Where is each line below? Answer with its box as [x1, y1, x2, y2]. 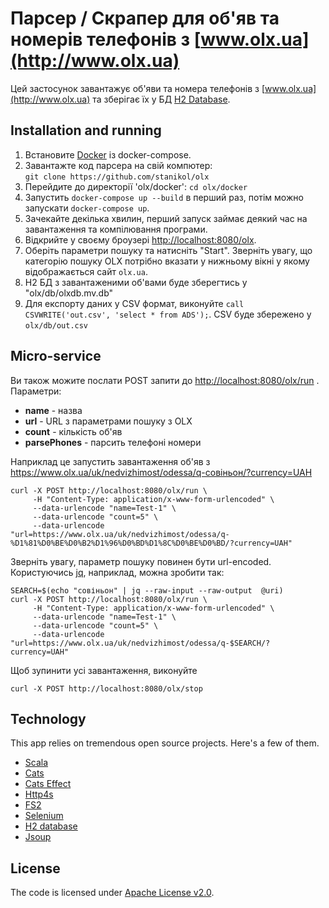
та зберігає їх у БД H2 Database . [92, 93, 231, 105]
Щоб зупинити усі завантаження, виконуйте [10, 664, 198, 676]
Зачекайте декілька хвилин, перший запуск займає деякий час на [24, 212, 308, 224]
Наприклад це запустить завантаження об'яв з [10, 455, 211, 467]
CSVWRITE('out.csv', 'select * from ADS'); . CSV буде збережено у [24, 308, 312, 320]
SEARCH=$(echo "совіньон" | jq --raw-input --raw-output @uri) [10, 585, 284, 596]
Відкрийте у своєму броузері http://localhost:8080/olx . [24, 233, 257, 246]
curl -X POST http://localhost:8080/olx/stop [10, 683, 203, 694]
